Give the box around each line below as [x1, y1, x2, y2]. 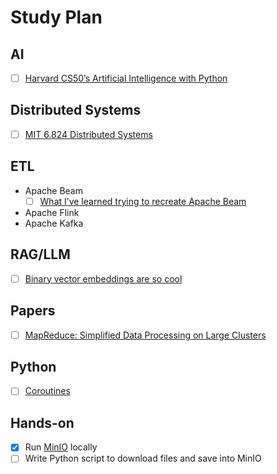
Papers [10, 302, 56, 320]
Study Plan [10, 6, 103, 29]
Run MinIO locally [24, 441, 98, 453]
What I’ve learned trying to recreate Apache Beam [39, 195, 247, 207]
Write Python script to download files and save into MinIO [24, 452, 262, 465]
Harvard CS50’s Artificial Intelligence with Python [24, 72, 228, 84]
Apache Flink [24, 206, 80, 218]
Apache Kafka [24, 217, 84, 229]
